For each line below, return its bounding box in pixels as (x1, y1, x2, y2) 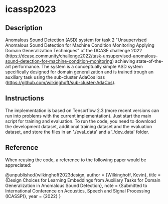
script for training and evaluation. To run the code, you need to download (5, 118, 156, 124)
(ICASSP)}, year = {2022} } (5, 193, 61, 199)
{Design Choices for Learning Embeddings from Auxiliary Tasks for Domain (5, 177, 160, 183)
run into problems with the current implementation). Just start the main (5, 113, 151, 119)
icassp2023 (5, 4, 56, 15)
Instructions (5, 94, 44, 103)
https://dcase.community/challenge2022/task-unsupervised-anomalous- (7, 53, 158, 59)
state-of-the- (136, 58, 163, 64)
